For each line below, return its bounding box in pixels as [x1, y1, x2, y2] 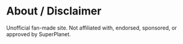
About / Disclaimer [6, 4, 102, 18]
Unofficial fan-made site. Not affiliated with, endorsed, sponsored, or [6, 24, 178, 31]
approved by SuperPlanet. [6, 30, 71, 37]
